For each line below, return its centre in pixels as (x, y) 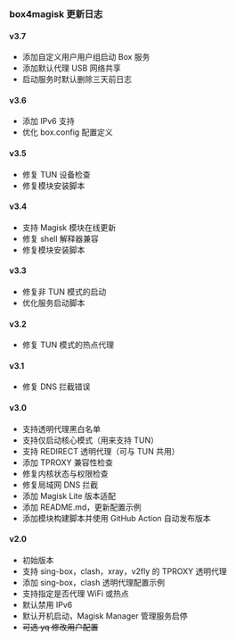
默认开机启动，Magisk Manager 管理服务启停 (105, 616)
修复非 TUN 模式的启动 (64, 291)
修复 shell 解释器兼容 (61, 238)
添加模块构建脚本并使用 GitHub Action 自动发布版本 (116, 518)
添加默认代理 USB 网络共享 (72, 68)
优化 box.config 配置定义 (67, 132)
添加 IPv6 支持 (48, 121)
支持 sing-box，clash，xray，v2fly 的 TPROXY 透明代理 (124, 571)
